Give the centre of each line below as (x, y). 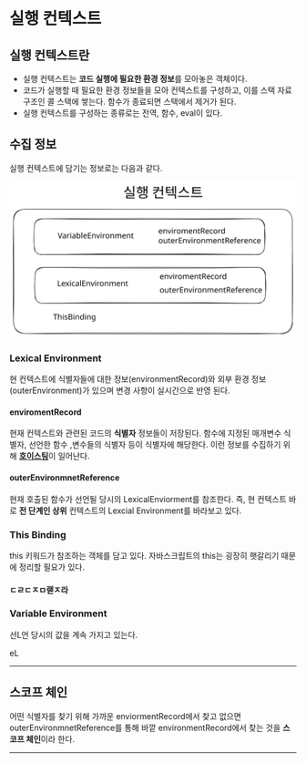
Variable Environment (58, 613)
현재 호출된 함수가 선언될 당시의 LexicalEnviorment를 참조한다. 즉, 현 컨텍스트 (148, 499)
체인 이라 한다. (51, 738)
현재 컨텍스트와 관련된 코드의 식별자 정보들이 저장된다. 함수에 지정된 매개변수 (146, 433)
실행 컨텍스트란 (50, 55)
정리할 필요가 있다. (51, 567)
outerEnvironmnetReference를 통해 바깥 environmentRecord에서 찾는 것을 (145, 727)
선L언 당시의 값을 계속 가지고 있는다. (74, 634)
